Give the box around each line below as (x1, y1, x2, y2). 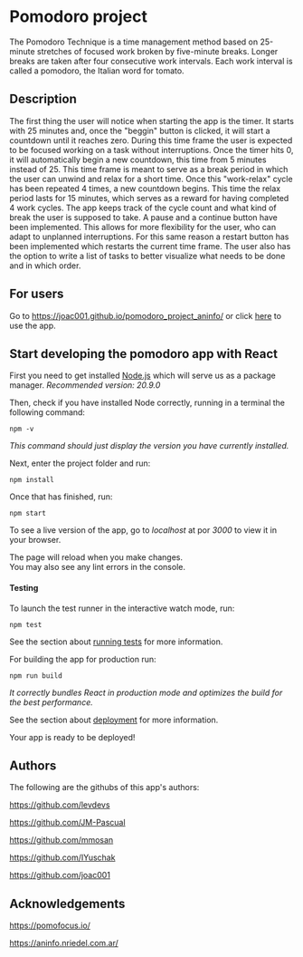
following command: (9, 407, 86, 418)
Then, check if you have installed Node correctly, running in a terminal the (9, 397, 285, 409)
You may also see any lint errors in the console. (9, 562, 185, 573)
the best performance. (9, 696, 93, 708)
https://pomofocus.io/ (9, 920, 90, 931)
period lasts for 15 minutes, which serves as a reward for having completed (9, 192, 289, 203)
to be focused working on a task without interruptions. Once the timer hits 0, (9, 144, 294, 155)
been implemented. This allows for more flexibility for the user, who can (9, 221, 277, 232)
